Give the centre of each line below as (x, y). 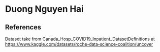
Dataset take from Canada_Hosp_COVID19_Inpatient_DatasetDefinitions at (80, 39)
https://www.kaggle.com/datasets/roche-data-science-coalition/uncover (79, 44)
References (23, 27)
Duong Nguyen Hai (44, 9)
